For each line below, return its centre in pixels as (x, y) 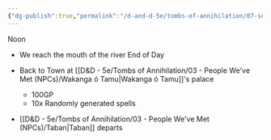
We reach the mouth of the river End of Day (92, 54)
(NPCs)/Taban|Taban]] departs (71, 127)
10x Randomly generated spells (83, 103)
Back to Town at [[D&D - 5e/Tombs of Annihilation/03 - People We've (135, 70)
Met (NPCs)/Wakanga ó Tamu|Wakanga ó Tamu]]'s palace (116, 78)
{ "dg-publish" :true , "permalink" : (64, 16)
